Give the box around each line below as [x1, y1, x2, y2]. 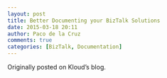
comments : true [7, 37, 53, 44]
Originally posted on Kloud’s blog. [7, 63, 107, 71]
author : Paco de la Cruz [7, 30, 81, 38]
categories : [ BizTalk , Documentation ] [7, 43, 122, 50]
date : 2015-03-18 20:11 [7, 23, 78, 30]
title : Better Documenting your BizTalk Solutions [7, 17, 161, 24]
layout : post [7, 10, 46, 18]
